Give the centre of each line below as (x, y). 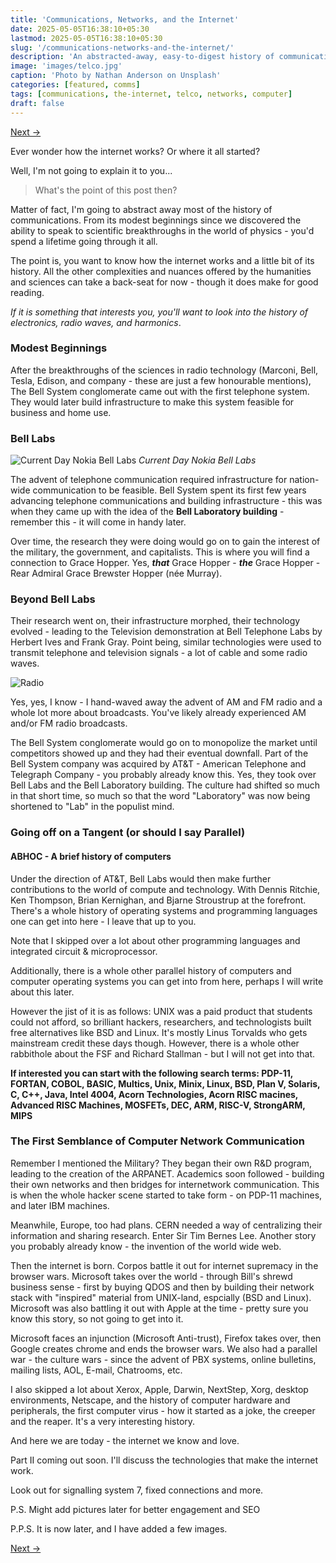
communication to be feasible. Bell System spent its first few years (169, 490)
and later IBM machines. (60, 1205)
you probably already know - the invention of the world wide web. (146, 1246)
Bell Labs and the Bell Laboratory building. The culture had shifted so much (165, 785)
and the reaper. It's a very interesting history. (103, 1421)
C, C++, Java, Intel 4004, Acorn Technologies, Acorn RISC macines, (154, 1094)
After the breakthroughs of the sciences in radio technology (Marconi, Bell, (164, 370)
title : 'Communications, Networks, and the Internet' (125, 19)
